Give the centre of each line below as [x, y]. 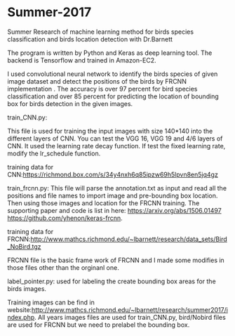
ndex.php [21, 317]
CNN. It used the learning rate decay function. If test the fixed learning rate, [116, 146]
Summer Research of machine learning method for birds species [101, 32]
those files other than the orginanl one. [63, 267]
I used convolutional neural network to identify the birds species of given [113, 74]
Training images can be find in [51, 302]
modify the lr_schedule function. [54, 153]
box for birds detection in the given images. [70, 103]
